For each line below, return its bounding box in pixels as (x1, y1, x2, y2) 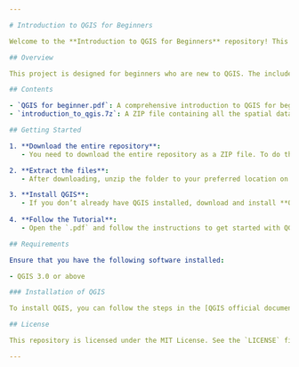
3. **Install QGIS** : (9, 191, 90, 200)
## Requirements (9, 240, 69, 249)
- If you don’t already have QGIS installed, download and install (20, 199, 277, 208)
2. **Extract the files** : (9, 166, 109, 175)
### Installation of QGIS (9, 288, 105, 297)
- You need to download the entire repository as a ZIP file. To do (20, 150, 280, 159)
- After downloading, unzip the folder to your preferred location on (20, 175, 289, 183)
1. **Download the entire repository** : (9, 142, 162, 151)
